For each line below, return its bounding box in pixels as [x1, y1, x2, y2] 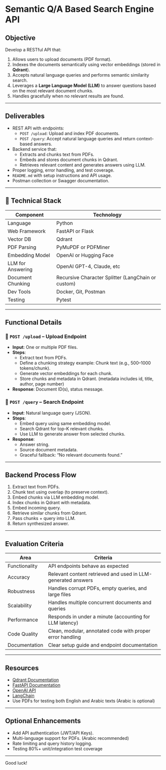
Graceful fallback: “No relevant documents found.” [19, 452, 123, 458]
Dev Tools [7, 288, 31, 295]
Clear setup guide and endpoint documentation [48, 642, 158, 648]
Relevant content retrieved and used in [48, 571, 138, 578]
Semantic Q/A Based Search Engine [5, 3, 154, 15]
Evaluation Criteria [5, 540, 64, 548]
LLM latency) [48, 619, 79, 626]
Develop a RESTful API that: [5, 47, 62, 52]
